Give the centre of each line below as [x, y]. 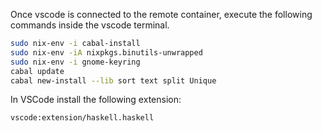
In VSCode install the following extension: [96, 100]
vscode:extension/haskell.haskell [82, 118]
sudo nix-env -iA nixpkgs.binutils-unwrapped [106, 52]
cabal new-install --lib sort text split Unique [113, 80]
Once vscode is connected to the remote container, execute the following [161, 14]
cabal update [37, 71]
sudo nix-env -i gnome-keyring [75, 62]
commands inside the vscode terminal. [90, 25]
